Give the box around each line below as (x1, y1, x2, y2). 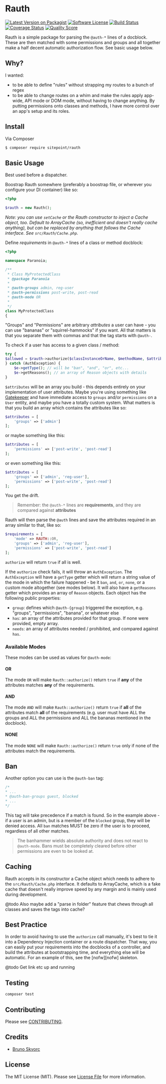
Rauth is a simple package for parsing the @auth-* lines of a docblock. (5, 34, 148, 40)
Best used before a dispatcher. (5, 172, 68, 178)
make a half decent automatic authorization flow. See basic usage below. (5, 45, 154, 50)
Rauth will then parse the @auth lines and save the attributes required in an (5, 517, 156, 523)
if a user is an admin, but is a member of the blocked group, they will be (5, 817, 151, 823)
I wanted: (5, 72, 24, 78)
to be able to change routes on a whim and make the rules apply (12, 92, 143, 98)
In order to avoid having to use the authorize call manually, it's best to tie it (5, 934, 157, 939)
